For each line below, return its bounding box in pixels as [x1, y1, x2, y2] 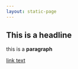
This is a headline [6, 30, 72, 40]
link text [6, 57, 25, 64]
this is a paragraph [6, 46, 53, 53]
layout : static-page [6, 8, 57, 15]
